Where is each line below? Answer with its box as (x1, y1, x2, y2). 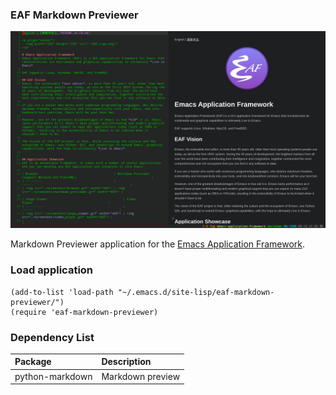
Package (14, 356, 52, 368)
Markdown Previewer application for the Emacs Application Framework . (10, 238, 306, 250)
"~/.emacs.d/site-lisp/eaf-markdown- (117, 287, 275, 297)
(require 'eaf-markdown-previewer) (10, 307, 159, 317)
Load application (10, 263, 94, 277)
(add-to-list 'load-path (10, 287, 114, 297)
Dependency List (10, 330, 95, 344)
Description (101, 356, 152, 368)
